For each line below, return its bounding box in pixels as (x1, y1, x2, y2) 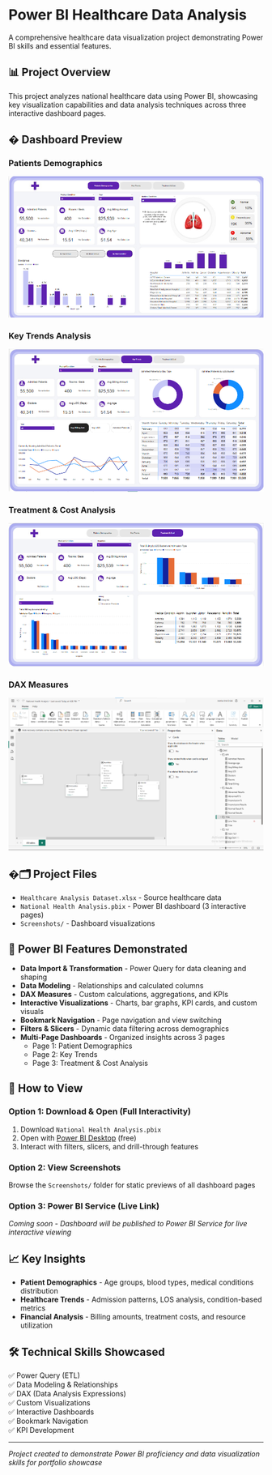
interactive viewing (8, 1227, 72, 1237)
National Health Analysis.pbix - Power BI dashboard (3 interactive (19, 902, 247, 911)
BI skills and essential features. (8, 40, 112, 50)
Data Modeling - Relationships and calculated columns (19, 981, 204, 991)
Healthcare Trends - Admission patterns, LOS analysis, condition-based (19, 1294, 262, 1305)
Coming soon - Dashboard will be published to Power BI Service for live (8, 1219, 248, 1229)
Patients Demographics (8, 158, 103, 169)
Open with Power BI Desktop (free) (19, 1132, 137, 1143)
